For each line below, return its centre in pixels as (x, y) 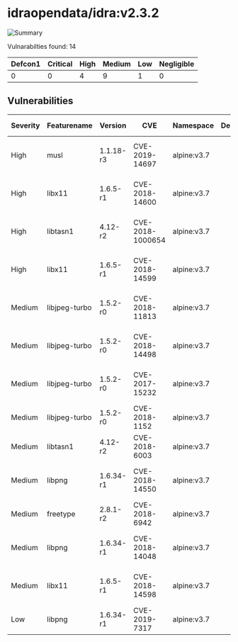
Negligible (177, 64)
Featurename (70, 125)
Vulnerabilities (40, 101)
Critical (60, 64)
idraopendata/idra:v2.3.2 (83, 13)
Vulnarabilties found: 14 (42, 46)
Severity (25, 125)
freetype (61, 514)
